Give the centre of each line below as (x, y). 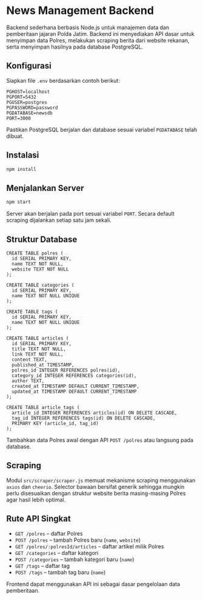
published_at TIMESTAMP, (43, 365)
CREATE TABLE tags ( (32, 312)
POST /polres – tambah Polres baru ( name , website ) (78, 540)
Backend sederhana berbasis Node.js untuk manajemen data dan (88, 27)
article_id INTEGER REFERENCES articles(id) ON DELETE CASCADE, (95, 413)
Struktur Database (42, 239)
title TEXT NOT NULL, (39, 349)
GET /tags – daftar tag (42, 565)
